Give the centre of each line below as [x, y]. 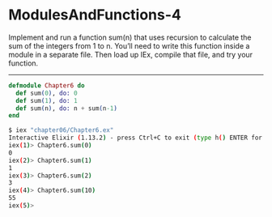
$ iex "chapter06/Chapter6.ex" [61, 130]
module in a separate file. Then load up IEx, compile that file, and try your [131, 54]
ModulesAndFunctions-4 [95, 15]
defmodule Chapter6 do [47, 85]
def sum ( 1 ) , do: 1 [47, 100]
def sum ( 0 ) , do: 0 [47, 93]
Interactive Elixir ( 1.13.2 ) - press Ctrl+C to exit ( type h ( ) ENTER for [136, 138]
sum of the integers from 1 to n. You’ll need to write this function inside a [129, 45]
